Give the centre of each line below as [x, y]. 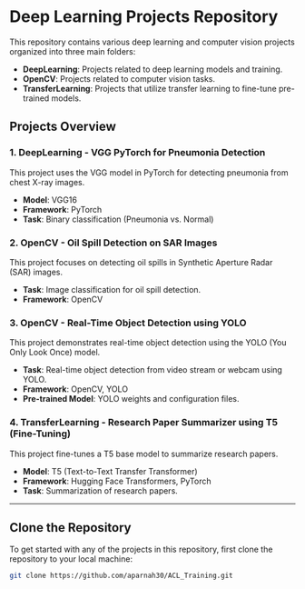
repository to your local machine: [71, 559]
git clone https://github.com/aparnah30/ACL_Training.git [121, 576]
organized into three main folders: [73, 51]
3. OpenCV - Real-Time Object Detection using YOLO [128, 323]
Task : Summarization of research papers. [100, 490]
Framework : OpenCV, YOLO [75, 389]
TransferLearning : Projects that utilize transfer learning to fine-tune [149, 88]
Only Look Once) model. [55, 353]
